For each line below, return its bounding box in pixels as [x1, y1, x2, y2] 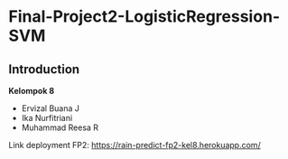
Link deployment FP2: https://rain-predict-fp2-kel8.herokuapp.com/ [8, 140, 261, 150]
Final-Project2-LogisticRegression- [8, 6, 281, 27]
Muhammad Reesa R [21, 122, 99, 133]
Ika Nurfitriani [21, 113, 73, 123]
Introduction [8, 61, 80, 77]
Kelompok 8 [8, 86, 55, 96]
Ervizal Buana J [21, 103, 80, 114]
